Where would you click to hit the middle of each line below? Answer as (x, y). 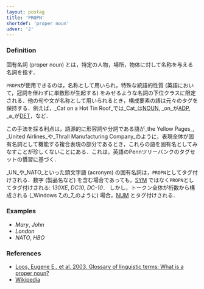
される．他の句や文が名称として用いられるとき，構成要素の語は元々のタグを (102, 100)
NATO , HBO (30, 237)
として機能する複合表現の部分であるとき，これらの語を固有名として (107, 144)
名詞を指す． (22, 72)
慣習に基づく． (41, 159)
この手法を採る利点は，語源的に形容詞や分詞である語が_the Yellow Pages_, (100, 128)
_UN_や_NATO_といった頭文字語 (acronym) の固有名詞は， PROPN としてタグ (100, 172)
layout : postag (26, 12)
